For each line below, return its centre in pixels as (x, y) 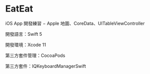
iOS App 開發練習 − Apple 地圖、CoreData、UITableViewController (75, 23)
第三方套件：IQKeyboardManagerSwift (46, 66)
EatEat (19, 9)
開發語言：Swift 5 (24, 34)
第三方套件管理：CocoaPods (35, 55)
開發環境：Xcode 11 (26, 45)
